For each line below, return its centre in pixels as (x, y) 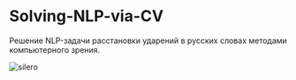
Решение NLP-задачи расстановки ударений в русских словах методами (148, 40)
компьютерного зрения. (55, 49)
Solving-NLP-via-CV (87, 16)
